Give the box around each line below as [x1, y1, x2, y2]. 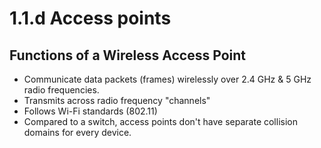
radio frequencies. [23, 84, 100, 96]
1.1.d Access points [9, 7, 172, 30]
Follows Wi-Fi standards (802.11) [23, 105, 158, 117]
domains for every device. [23, 127, 132, 138]
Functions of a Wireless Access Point [9, 47, 246, 64]
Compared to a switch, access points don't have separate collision [23, 116, 298, 127]
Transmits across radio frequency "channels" [23, 95, 211, 106]
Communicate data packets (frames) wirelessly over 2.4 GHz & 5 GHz [23, 73, 312, 85]
